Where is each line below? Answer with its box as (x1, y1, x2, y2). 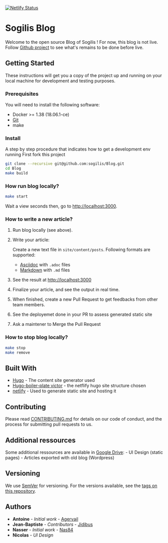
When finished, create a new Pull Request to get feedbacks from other (12, 296, 158, 302)
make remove (5, 350, 30, 355)
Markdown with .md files (20, 267, 70, 273)
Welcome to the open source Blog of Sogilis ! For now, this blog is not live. (5, 39, 158, 45)
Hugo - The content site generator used (12, 377, 95, 383)
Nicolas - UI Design (12, 532, 54, 538)
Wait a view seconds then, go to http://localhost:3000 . (5, 203, 118, 209)
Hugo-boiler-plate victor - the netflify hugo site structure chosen (12, 383, 146, 389)
